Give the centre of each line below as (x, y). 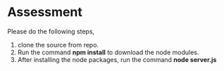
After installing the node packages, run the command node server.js (117, 59)
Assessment (45, 12)
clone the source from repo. (58, 45)
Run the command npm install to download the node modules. (108, 52)
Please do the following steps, (51, 31)
